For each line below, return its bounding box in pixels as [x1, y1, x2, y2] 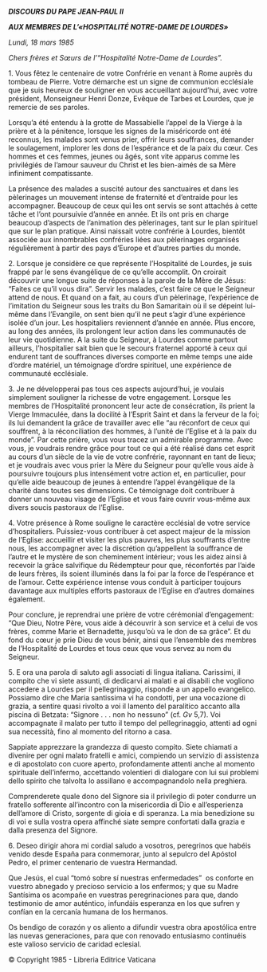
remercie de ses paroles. [8, 103, 90, 112]
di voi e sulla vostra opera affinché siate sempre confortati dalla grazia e [8, 817, 245, 826]
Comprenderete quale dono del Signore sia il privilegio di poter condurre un [8, 792, 257, 801]
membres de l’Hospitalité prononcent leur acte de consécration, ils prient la [8, 402, 256, 410]
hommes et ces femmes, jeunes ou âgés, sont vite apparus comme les [8, 151, 241, 161]
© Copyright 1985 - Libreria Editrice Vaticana [8, 955, 156, 964]
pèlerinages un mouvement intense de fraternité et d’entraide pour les [8, 193, 238, 202]
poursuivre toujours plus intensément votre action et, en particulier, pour [8, 469, 246, 478]
